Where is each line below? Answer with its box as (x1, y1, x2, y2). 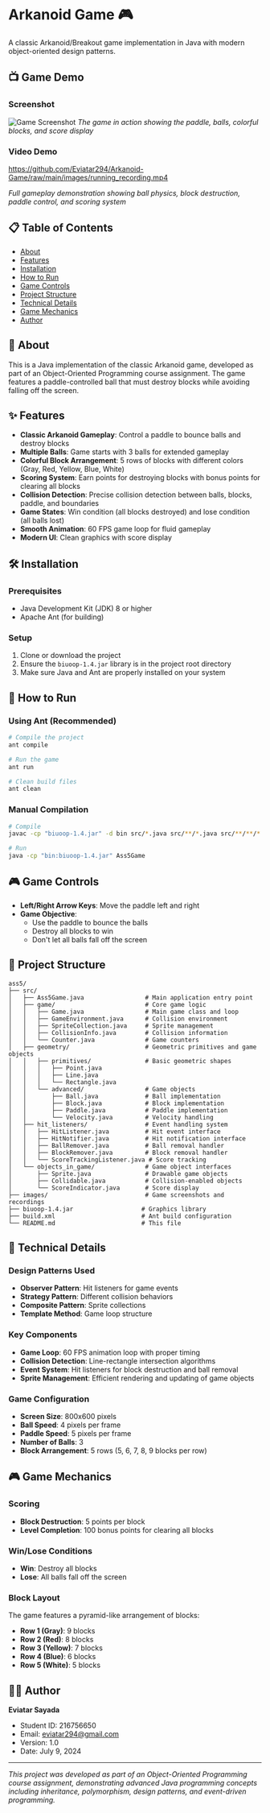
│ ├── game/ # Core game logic (8, 1000, 207, 1008)
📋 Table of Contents (8, 221, 114, 235)
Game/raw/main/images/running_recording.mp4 (8, 172, 169, 182)
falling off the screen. (8, 385, 79, 395)
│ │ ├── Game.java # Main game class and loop (8, 1008, 239, 1016)
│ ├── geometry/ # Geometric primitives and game (8, 1043, 257, 1051)
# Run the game (8, 755, 59, 764)
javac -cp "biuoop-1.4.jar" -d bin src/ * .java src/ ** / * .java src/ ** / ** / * (8, 830, 261, 838)
